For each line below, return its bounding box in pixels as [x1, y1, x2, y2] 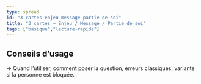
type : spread [6, 9, 40, 15]
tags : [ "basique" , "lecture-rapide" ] [6, 26, 100, 32]
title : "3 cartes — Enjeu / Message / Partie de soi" [6, 20, 147, 26]
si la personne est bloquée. [6, 71, 75, 79]
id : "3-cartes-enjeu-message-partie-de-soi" [6, 15, 122, 21]
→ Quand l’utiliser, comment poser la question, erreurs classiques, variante [6, 65, 195, 72]
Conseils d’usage [6, 48, 74, 58]
